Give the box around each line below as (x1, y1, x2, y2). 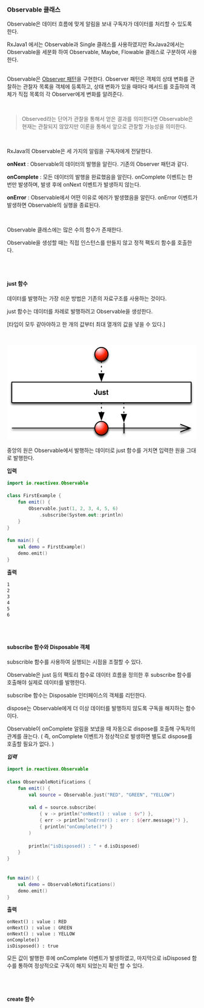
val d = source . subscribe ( (28, 804, 97, 811)
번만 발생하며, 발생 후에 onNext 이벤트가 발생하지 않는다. (7, 181, 141, 188)
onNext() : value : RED (7, 919, 67, 925)
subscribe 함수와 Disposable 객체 (7, 643, 90, 651)
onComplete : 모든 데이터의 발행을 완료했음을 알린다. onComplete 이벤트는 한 (7, 173, 193, 180)
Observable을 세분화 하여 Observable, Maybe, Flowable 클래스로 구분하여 (7, 49, 186, 56)
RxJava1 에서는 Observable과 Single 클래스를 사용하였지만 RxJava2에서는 (7, 41, 185, 48)
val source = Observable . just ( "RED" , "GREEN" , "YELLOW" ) (28, 792, 176, 798)
